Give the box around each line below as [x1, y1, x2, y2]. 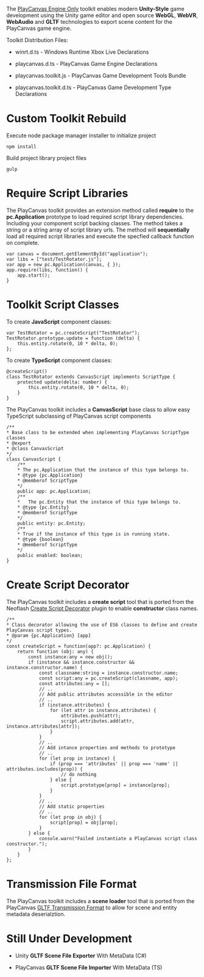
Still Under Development [6, 931, 132, 945]
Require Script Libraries [6, 186, 128, 200]
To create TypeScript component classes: [6, 357, 113, 364]
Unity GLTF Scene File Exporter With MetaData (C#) [15, 952, 147, 959]
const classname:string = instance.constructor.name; [38, 670, 178, 676]
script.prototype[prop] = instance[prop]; [60, 782, 171, 788]
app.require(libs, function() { [6, 267, 88, 273]
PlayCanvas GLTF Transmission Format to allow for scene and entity [6, 904, 177, 911]
